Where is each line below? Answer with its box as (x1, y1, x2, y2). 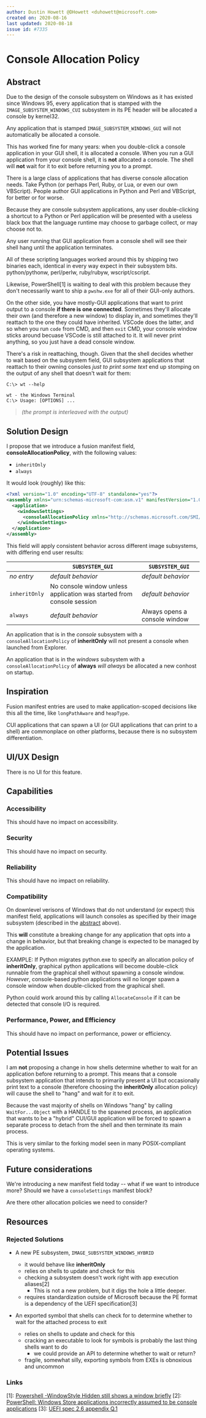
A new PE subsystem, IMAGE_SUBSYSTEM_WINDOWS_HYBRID (15, 1249, 154, 1256)
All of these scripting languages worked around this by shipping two (6, 256, 179, 263)
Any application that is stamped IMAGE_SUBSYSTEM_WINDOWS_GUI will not (6, 125, 181, 132)
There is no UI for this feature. (6, 768, 83, 776)
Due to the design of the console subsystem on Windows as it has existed (6, 93, 193, 101)
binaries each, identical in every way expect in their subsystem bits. (6, 262, 178, 270)
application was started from (50, 590, 133, 598)
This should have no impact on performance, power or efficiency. (6, 1030, 172, 1037)
